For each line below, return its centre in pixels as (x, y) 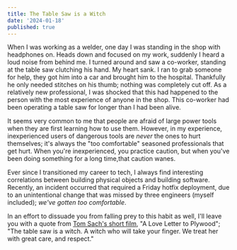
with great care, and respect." (51, 239)
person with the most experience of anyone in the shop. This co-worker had (118, 100)
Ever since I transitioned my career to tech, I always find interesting (105, 172)
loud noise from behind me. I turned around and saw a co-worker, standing (117, 62)
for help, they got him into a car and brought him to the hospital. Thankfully (117, 77)
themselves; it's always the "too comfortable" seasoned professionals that (116, 144)
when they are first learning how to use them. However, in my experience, (115, 129)
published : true (31, 27)
